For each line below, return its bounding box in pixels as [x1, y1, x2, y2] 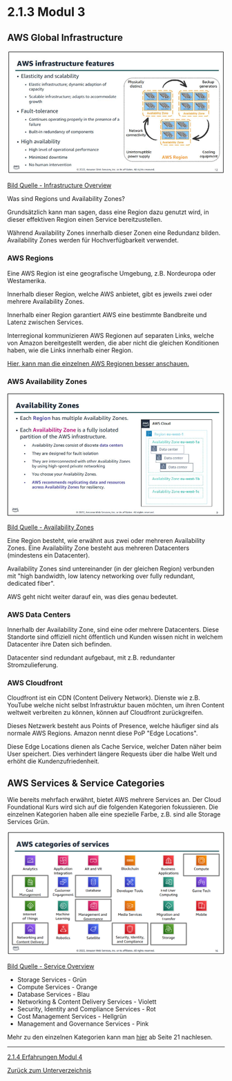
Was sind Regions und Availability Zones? [7, 195, 126, 203]
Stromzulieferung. [7, 661, 59, 669]
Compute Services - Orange [17, 983, 98, 991]
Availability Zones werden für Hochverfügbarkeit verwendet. [7, 236, 180, 245]
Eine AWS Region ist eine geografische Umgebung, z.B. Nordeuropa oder [7, 269, 216, 277]
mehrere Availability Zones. [7, 297, 85, 305]
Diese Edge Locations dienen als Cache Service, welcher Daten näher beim [7, 743, 222, 751]
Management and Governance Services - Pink [17, 1020, 149, 1028]
